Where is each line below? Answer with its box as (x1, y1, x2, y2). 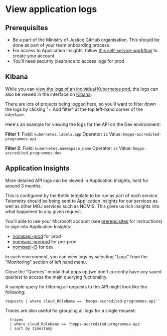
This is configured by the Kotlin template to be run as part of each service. (5, 192, 159, 199)
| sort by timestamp (10, 326, 53, 331)
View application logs (5, 4, 97, 15)
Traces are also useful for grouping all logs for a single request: (5, 307, 136, 313)
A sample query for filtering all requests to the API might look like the (5, 283, 147, 289)
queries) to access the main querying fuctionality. (5, 274, 108, 280)
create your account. (12, 53, 56, 59)
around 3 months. (5, 183, 42, 189)
